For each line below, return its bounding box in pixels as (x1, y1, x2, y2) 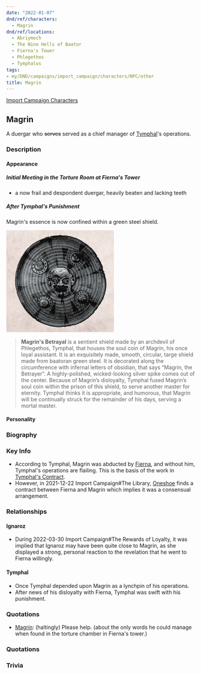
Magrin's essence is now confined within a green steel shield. (6, 218, 159, 225)
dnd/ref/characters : (6, 16, 58, 22)
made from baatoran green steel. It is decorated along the (20, 357, 164, 364)
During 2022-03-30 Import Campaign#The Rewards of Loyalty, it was (14, 536, 188, 543)
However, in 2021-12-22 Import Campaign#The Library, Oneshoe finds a (14, 480, 194, 487)
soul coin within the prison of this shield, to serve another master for (20, 383, 190, 390)
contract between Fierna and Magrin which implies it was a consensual (14, 486, 191, 493)
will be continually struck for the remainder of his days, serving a (20, 395, 182, 403)
